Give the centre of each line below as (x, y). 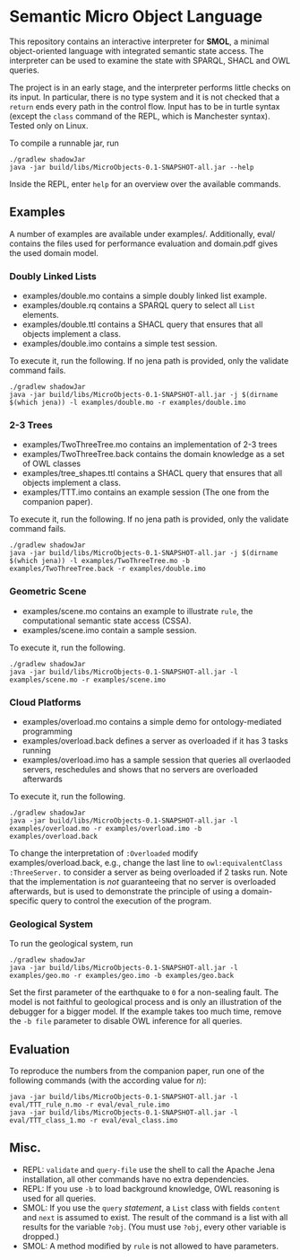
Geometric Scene (48, 592)
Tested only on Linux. (49, 125)
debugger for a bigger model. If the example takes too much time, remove (146, 1011)
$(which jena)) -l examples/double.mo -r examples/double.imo (128, 403)
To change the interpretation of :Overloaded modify (104, 853)
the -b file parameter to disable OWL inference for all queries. (126, 1021)
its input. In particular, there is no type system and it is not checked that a (145, 97)
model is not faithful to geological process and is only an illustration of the (146, 1002)
